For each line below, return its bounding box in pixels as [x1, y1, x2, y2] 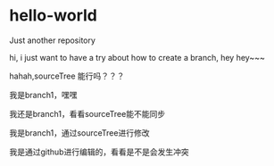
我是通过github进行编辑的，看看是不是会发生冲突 [9, 146, 189, 157]
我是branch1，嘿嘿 [9, 89, 78, 100]
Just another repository [9, 35, 96, 46]
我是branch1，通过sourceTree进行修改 [9, 127, 150, 138]
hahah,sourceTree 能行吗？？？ [9, 71, 125, 81]
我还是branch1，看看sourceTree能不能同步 [9, 108, 166, 119]
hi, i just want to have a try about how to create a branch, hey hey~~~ [9, 52, 265, 62]
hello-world [9, 5, 98, 26]
